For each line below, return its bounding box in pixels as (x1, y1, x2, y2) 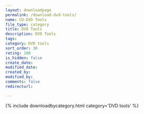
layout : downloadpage (5, 7, 52, 13)
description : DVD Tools (5, 31, 56, 36)
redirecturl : (5, 84, 33, 89)
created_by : (5, 70, 31, 75)
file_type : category (5, 22, 50, 27)
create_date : (5, 60, 33, 65)
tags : (5, 36, 17, 42)
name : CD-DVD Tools (5, 17, 47, 22)
